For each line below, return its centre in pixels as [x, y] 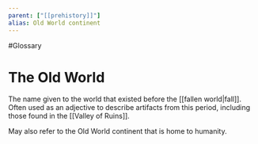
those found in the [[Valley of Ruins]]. [69, 116]
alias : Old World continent [55, 23]
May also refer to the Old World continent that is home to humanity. [118, 131]
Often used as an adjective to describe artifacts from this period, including [129, 108]
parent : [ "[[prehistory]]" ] [55, 15]
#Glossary [25, 45]
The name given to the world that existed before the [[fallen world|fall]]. [125, 99]
